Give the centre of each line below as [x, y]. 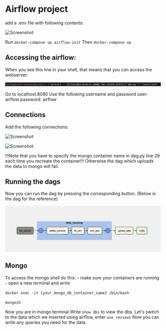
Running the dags [33, 182]
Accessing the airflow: [41, 58]
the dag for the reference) [31, 199]
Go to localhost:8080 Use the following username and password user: [77, 94]
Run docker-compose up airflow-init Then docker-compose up [68, 42]
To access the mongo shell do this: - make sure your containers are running [82, 277]
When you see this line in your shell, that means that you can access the [79, 69]
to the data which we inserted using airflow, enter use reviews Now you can [82, 317]
